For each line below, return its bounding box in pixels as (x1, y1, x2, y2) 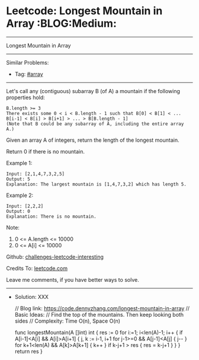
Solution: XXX (14, 293, 49, 300)
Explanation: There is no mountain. (6, 214, 97, 219)
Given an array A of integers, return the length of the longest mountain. (6, 136, 179, 144)
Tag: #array (14, 70, 43, 78)
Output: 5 (6, 176, 31, 182)
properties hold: (6, 94, 46, 101)
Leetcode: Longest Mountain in (6, 4, 163, 18)
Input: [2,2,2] (6, 203, 44, 209)
